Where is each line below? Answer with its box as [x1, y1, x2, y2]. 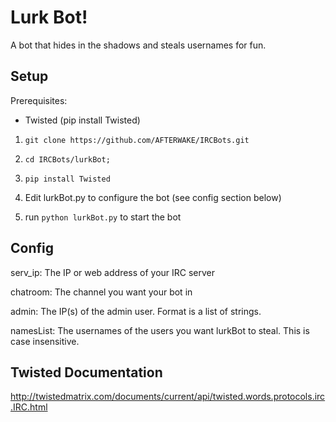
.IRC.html [10, 401, 48, 413]
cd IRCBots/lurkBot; [24, 154, 111, 165]
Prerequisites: [10, 94, 68, 106]
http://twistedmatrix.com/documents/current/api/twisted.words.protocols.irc [10, 391, 326, 403]
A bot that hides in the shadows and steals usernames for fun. [10, 39, 267, 51]
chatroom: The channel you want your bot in [10, 286, 193, 298]
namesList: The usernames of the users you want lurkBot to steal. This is [10, 324, 310, 336]
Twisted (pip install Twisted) [24, 114, 141, 126]
